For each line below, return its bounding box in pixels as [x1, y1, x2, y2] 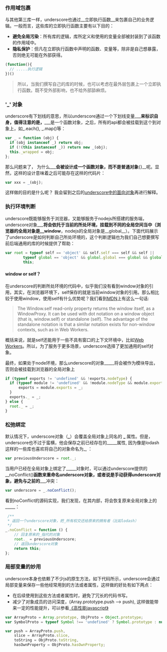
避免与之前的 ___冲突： [13, 478, 60, 484]
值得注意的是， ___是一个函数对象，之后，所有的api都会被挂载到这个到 [13, 120, 157, 126]
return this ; [14, 546, 41, 551]
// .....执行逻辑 [9, 67, 43, 72]
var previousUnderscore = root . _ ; [5, 456, 77, 461]
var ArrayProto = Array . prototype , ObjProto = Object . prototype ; [5, 615, 143, 620]
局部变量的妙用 [5, 563, 41, 570]
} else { [5, 399, 23, 404]
